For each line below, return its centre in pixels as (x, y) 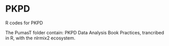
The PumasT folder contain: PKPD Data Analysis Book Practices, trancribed (85, 32)
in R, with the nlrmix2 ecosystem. (40, 38)
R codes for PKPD (24, 23)
